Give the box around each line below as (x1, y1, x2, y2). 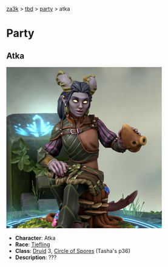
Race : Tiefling (15, 241, 50, 248)
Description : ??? (15, 254, 57, 261)
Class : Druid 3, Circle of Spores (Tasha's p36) (15, 248, 130, 254)
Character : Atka (15, 234, 56, 241)
